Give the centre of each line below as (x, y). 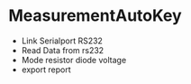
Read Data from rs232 (63, 50)
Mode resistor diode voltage (74, 60)
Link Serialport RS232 (62, 41)
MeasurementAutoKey (95, 16)
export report (46, 70)
